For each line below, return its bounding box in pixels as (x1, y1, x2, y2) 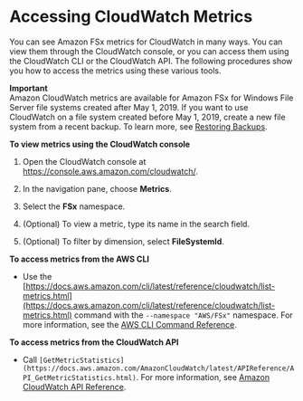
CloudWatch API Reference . (22, 381, 127, 392)
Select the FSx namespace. (22, 201, 126, 212)
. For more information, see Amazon (136, 371, 270, 382)
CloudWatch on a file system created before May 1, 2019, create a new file (9, 111, 287, 122)
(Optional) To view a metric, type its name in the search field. (22, 218, 251, 229)
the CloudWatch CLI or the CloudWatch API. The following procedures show (9, 55, 293, 66)
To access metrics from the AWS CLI (9, 253, 150, 264)
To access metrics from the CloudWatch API (9, 337, 179, 348)
